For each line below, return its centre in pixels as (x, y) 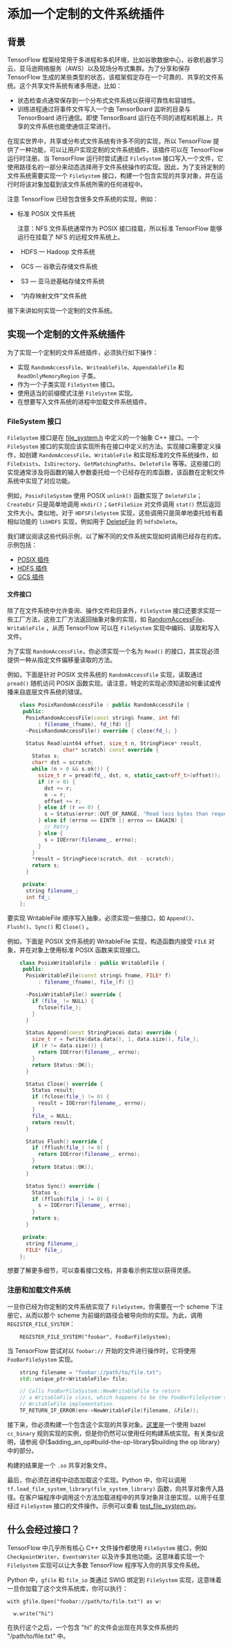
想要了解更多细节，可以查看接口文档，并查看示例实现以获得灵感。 (101, 1271)
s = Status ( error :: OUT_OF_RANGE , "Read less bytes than (126, 814)
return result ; (54, 1122)
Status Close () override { (64, 1084)
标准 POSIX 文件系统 (46, 214)
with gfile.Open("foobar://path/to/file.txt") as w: (85, 1601)
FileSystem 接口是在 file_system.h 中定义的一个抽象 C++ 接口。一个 (103, 438)
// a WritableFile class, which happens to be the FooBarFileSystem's (123, 1398)
